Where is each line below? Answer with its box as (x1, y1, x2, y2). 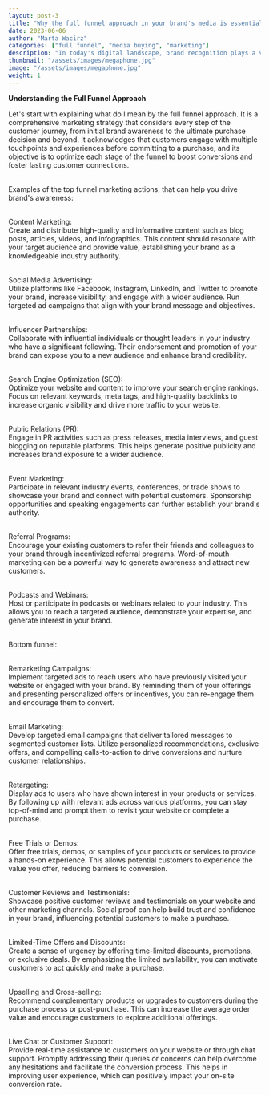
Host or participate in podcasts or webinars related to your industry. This (8, 598, 248, 608)
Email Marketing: (8, 721, 64, 731)
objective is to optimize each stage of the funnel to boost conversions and (8, 152, 253, 161)
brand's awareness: (8, 193, 74, 202)
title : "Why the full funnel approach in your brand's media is (8, 19, 227, 27)
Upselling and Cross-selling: (8, 987, 102, 996)
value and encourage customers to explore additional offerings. (8, 1012, 218, 1022)
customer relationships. (8, 756, 86, 765)
